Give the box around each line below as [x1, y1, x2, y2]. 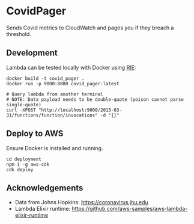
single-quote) [6, 101, 42, 107]
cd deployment [6, 156, 42, 162]
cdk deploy [6, 166, 34, 172]
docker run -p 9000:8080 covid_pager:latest [6, 80, 120, 86]
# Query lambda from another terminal [6, 91, 103, 97]
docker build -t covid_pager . [6, 75, 85, 82]
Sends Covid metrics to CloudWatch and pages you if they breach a [6, 24, 174, 31]
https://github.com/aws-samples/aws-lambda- [71, 205, 188, 213]
